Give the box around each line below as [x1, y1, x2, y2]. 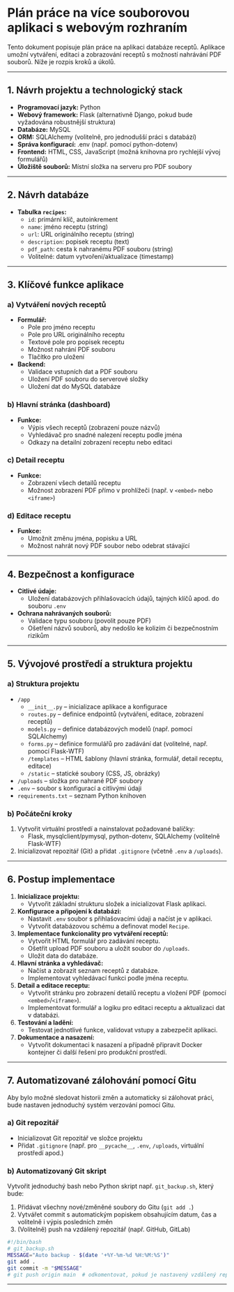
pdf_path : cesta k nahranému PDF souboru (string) [27, 244, 173, 253]
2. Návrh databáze [7, 189, 89, 201]
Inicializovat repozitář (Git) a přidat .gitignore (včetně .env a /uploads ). [17, 847, 223, 855]
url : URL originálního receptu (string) [27, 230, 134, 238]
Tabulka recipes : [17, 207, 67, 216]
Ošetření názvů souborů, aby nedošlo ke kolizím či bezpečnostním [27, 623, 219, 632]
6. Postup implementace [7, 874, 116, 886]
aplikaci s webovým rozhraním [7, 20, 188, 36]
